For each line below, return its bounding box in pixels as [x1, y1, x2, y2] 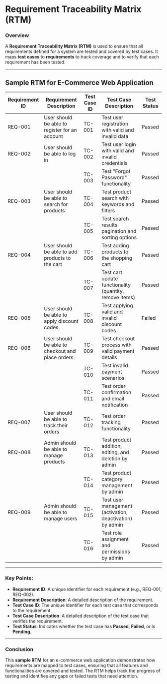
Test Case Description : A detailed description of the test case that [12, 613, 149, 619]
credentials [101, 160, 128, 167]
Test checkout [101, 335, 135, 342]
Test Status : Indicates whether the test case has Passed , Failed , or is [12, 623, 156, 629]
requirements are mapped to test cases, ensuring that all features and [5, 662, 148, 668]
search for [44, 201, 68, 208]
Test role [101, 530, 122, 537]
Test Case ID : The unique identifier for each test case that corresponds [12, 602, 159, 608]
